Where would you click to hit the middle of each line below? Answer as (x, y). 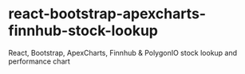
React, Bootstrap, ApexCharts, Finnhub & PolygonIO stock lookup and (123, 53)
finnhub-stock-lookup (83, 31)
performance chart (39, 61)
